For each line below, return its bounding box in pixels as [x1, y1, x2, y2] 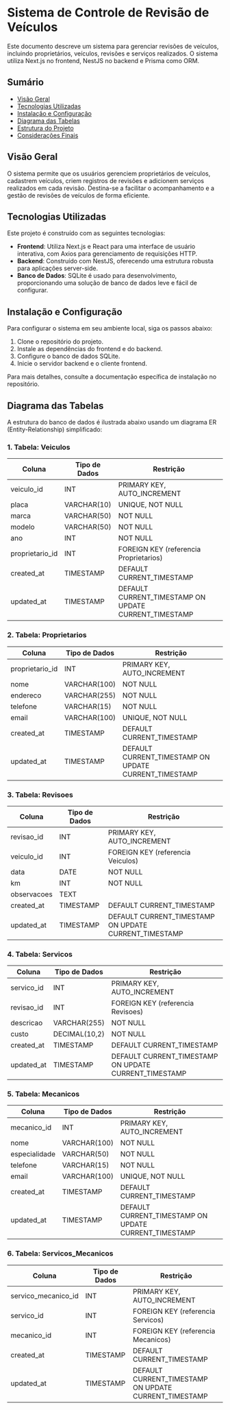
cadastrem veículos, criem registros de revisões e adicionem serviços [7, 176, 204, 184]
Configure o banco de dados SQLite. [16, 352, 120, 361]
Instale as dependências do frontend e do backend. [16, 345, 163, 353]
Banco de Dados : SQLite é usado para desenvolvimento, [16, 272, 177, 280]
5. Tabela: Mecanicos [7, 1089, 80, 1099]
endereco [10, 691, 42, 700]
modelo [10, 523, 36, 532]
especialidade [10, 1149, 56, 1159]
